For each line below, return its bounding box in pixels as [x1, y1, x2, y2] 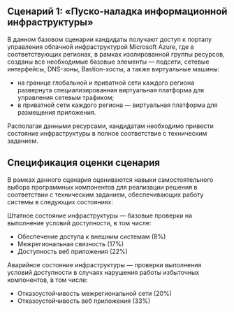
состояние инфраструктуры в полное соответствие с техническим [7, 129, 207, 137]
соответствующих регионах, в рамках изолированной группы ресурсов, [7, 50, 225, 58]
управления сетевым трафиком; [17, 93, 115, 101]
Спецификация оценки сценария [7, 157, 161, 169]
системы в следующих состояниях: [7, 197, 114, 206]
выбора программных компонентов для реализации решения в [7, 183, 198, 191]
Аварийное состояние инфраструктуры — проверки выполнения [7, 260, 202, 269]
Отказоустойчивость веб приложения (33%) [17, 297, 151, 305]
